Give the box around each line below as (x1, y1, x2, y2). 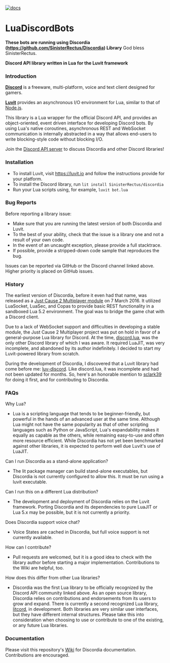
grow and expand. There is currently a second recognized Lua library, (12, 601, 159, 607)
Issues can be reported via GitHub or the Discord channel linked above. (5, 262, 155, 269)
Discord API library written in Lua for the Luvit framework (5, 60, 128, 66)
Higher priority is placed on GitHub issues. (5, 268, 94, 274)
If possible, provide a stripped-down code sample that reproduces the (12, 247, 160, 253)
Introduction (5, 73, 37, 80)
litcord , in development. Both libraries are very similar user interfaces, (12, 606, 158, 612)
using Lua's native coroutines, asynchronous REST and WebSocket (5, 125, 146, 131)
